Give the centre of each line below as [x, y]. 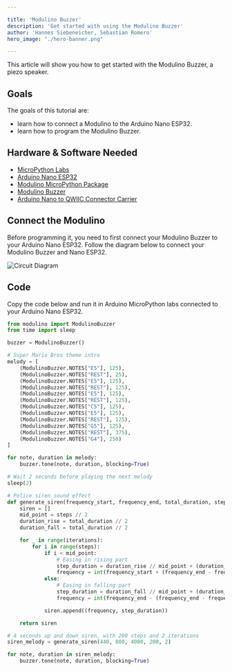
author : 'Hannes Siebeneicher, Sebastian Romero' [80, 33]
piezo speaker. [28, 72]
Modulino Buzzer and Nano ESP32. [57, 252]
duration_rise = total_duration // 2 [74, 522]
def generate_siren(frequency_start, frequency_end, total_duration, [109, 502]
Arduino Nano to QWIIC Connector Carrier [77, 199]
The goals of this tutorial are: [48, 111]
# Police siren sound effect [49, 495]
